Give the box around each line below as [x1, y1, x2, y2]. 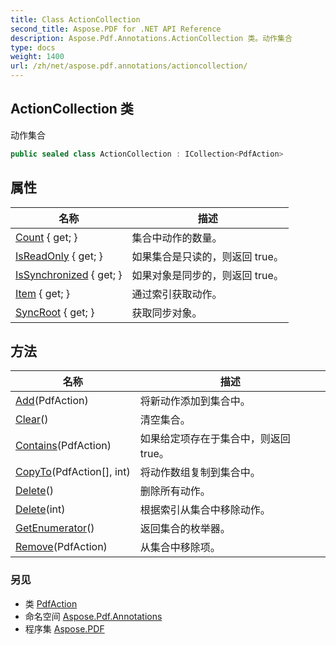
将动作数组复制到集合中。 [139, 466, 261, 480]
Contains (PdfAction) [15, 439, 112, 453]
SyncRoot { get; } [15, 305, 95, 319]
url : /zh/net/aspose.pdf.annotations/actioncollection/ [10, 61, 248, 71]
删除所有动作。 [139, 484, 211, 498]
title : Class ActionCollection [10, 14, 141, 25]
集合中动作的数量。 [131, 231, 223, 245]
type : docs [10, 42, 56, 53]
